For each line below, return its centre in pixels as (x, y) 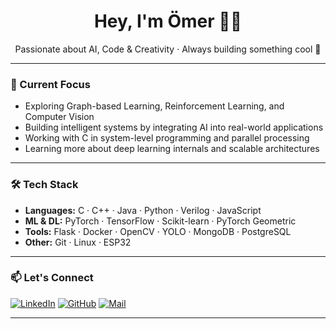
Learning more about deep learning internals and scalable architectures (172, 149)
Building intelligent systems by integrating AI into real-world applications (174, 127)
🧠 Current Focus (50, 84)
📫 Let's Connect (52, 278)
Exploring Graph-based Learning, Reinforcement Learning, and (154, 106)
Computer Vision (59, 117)
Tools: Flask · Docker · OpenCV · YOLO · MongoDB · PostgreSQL (158, 231)
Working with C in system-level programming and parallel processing (167, 138)
